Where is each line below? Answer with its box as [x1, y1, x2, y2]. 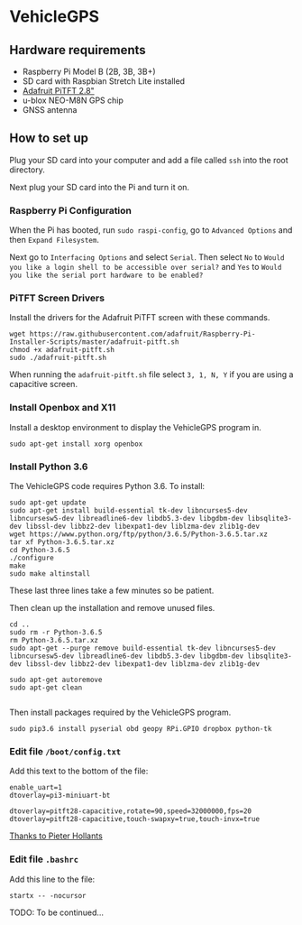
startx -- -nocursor [9, 891, 87, 900]
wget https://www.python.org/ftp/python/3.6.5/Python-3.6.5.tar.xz [9, 530, 269, 539]
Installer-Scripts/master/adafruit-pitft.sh [9, 338, 179, 347]
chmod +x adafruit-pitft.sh [9, 346, 115, 355]
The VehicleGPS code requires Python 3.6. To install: [9, 481, 206, 491]
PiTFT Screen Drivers [9, 291, 105, 304]
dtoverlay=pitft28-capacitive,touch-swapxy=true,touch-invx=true [9, 815, 260, 824]
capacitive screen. [9, 379, 78, 390]
